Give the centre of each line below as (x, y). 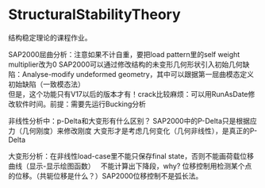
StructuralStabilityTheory (94, 15)
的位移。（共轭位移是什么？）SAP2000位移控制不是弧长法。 (106, 175)
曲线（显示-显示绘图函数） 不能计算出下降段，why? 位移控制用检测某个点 (130, 166)
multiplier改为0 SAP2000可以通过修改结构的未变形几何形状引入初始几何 (126, 64)
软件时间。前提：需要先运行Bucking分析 (81, 104)
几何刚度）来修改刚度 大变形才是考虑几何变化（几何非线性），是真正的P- (140, 130)
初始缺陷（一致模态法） (46, 84)
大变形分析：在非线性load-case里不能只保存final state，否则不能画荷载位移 (131, 155)
